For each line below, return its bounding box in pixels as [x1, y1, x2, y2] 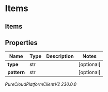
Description [46, 53, 74, 60]
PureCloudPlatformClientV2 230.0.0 [5, 81, 77, 87]
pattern [7, 69, 25, 76]
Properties [5, 38, 38, 46]
